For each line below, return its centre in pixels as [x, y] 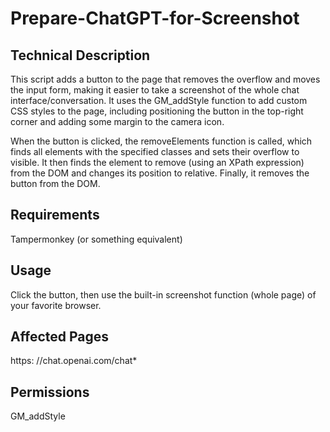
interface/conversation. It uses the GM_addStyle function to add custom [159, 100]
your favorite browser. [56, 305]
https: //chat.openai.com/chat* [74, 361]
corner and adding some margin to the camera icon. [117, 121]
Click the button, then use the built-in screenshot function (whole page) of [163, 294]
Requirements [55, 215]
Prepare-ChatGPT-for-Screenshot [155, 18]
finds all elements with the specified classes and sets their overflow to [155, 151]
